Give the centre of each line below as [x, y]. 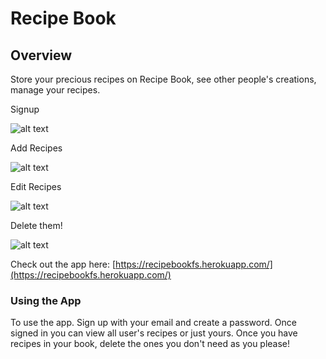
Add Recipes [36, 148]
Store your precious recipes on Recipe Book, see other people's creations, [163, 79]
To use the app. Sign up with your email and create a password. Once [153, 323]
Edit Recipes [36, 186]
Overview [41, 55]
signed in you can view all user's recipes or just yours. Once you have [154, 333]
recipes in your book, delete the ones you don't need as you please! [150, 344]
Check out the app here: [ [63, 264]
